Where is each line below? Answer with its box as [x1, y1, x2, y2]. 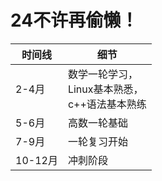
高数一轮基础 [67, 116, 128, 130]
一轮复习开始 [67, 134, 128, 148]
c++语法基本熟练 [67, 97, 147, 111]
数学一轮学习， [67, 67, 138, 81]
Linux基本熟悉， [67, 82, 144, 96]
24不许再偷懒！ [10, 9, 139, 32]
